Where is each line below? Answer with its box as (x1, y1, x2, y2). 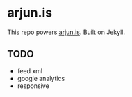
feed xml (17, 66, 43, 75)
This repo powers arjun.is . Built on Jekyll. (7, 28, 126, 36)
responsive (17, 82, 50, 90)
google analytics (17, 74, 65, 82)
